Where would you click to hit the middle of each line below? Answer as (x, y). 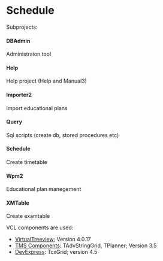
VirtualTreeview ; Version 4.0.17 (53, 239)
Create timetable (27, 162)
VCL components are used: (40, 227)
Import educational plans (37, 108)
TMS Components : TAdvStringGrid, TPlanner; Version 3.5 (86, 245)
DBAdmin (18, 41)
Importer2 (19, 95)
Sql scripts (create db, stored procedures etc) (63, 135)
